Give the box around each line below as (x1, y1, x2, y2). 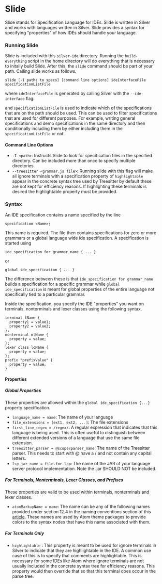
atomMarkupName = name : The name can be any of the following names (12, 503, 150, 510)
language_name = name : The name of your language (12, 414, 113, 420)
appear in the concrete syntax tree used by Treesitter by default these (12, 178, 152, 184)
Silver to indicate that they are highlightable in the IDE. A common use (12, 548, 151, 553)
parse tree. (12, 573, 34, 579)
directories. (12, 163, 35, 169)
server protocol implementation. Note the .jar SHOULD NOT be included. (12, 466, 157, 471)
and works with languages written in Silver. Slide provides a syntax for (5, 24, 145, 30)
